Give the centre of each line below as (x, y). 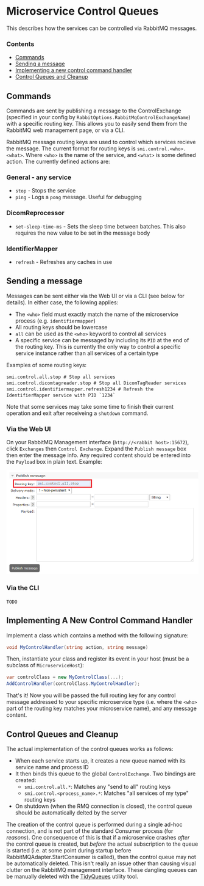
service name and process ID (52, 767)
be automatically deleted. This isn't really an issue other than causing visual (101, 863)
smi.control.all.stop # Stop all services (61, 377)
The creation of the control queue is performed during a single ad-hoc (94, 824)
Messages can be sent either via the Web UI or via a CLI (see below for (95, 296)
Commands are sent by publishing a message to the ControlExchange (94, 111)
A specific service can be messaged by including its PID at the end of (102, 340)
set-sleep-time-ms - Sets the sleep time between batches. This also (100, 226)
